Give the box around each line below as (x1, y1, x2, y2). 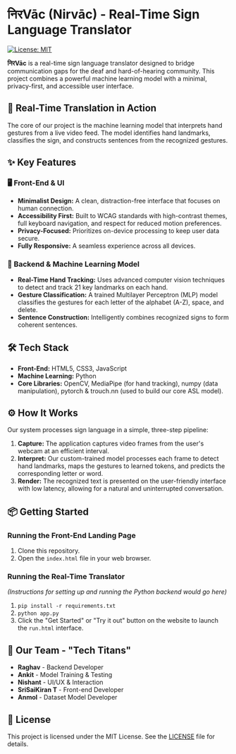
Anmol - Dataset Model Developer (17, 693, 118, 702)
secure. (17, 234, 40, 243)
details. (7, 739, 29, 748)
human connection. (17, 204, 74, 213)
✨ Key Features (7, 157, 76, 169)
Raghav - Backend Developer (17, 663, 104, 671)
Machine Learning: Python (17, 371, 97, 380)
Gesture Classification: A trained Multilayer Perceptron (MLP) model (17, 290, 218, 299)
